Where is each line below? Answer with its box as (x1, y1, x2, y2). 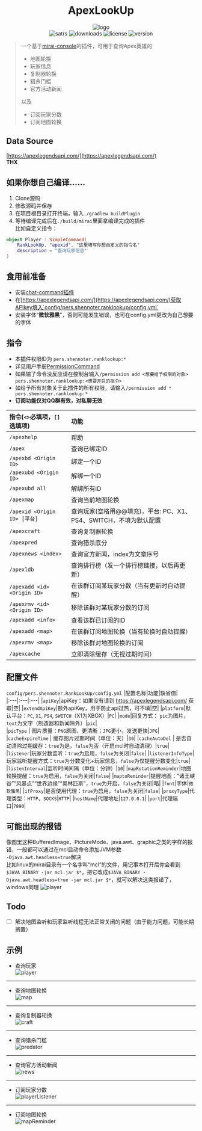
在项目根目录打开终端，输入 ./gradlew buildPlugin (14, 209, 141, 217)
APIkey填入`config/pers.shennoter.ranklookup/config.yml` (14, 303, 159, 310)
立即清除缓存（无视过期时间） (71, 650, 156, 658)
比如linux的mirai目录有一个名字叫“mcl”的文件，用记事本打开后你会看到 (6, 861, 181, 868)
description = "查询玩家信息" (17, 248, 87, 254)
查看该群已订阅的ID (71, 616, 126, 624)
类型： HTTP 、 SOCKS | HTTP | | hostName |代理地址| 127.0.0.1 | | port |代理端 (11, 795, 179, 802)
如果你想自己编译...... (6, 177, 86, 188)
